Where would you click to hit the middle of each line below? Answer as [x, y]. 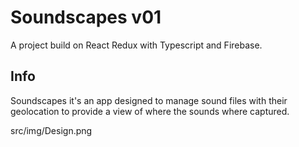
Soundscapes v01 [86, 17]
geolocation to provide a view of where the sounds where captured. [150, 111]
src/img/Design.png [51, 130]
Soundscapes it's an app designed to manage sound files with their [149, 100]
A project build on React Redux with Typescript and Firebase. [136, 45]
